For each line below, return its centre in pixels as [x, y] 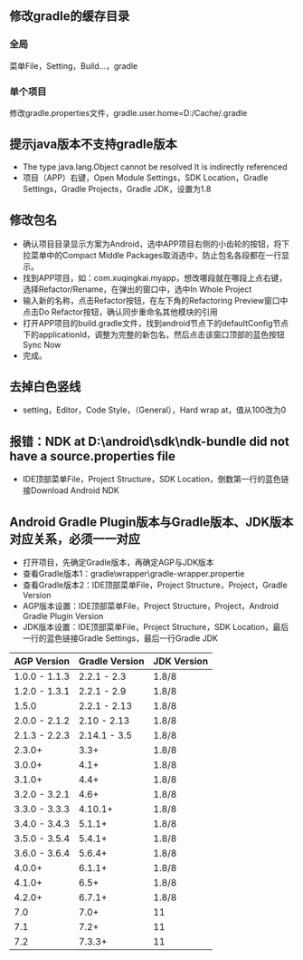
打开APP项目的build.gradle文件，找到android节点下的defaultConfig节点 [156, 323]
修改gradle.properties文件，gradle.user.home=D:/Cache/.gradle [128, 112]
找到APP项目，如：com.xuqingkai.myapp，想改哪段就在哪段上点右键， [155, 277]
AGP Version [42, 662]
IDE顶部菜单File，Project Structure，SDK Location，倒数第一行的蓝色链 [156, 480]
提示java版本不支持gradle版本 [94, 145]
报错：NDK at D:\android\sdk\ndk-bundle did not [149, 441]
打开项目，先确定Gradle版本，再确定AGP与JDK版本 [118, 562]
